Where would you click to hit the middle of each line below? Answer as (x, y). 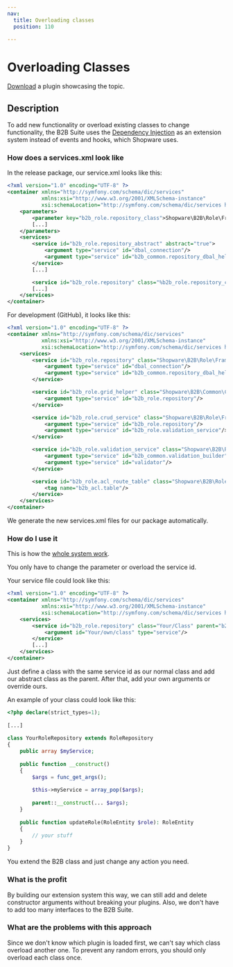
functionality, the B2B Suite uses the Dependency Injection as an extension (114, 132)
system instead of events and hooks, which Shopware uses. (93, 140)
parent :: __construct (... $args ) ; (80, 803)
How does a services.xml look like (66, 158)
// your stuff (52, 836)
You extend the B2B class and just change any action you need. (98, 862)
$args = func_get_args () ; (70, 777)
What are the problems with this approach (79, 927)
